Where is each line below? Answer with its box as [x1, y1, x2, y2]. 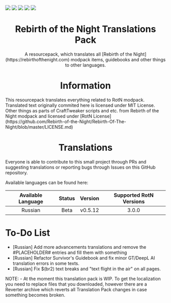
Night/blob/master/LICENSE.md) [5, 124, 73, 130]
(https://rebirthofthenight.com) [5, 56, 70, 62]
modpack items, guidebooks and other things [70, 56, 166, 62]
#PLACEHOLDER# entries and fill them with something [12, 249, 127, 255]
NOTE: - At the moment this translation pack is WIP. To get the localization [5, 275, 161, 282]
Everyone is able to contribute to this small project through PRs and [5, 158, 147, 165]
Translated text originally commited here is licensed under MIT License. [5, 102, 155, 108]
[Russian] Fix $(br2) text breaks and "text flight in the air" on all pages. [12, 266, 161, 272]
